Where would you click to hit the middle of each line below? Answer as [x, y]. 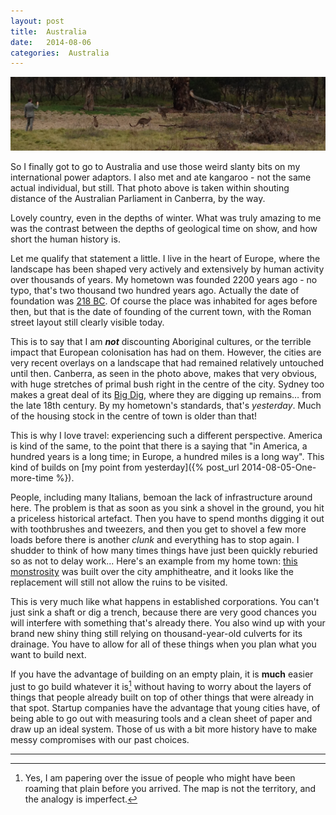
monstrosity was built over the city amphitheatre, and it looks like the [152, 572]
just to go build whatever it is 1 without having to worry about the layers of [161, 686]
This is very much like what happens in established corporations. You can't [165, 602]
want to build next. [48, 655]
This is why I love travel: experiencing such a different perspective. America [166, 436]
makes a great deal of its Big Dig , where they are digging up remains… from [166, 395]
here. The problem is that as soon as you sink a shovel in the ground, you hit [167, 508]
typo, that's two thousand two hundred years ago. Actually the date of [155, 291]
